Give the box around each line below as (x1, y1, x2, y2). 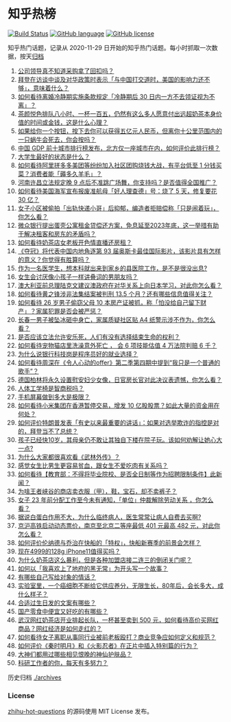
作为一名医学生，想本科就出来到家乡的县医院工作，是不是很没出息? (17, 264, 208, 272)
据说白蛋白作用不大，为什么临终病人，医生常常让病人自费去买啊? (17, 513, 202, 521)
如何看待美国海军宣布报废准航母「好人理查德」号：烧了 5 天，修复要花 (17, 187, 217, 195)
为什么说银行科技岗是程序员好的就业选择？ (17, 349, 138, 358)
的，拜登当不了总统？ (17, 427, 78, 435)
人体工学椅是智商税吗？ (17, 384, 84, 392)
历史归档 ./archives (8, 673, 62, 682)
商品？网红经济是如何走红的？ (17, 624, 102, 632)
